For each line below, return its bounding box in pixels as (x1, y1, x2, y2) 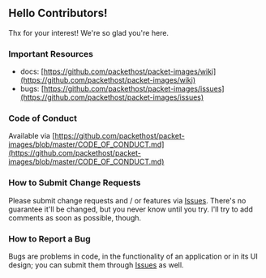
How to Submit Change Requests (8, 177, 141, 189)
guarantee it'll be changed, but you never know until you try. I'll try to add (8, 204, 253, 214)
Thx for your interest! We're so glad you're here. (8, 28, 169, 37)
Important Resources (8, 48, 93, 59)
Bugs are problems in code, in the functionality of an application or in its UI (8, 251, 258, 261)
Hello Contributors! (8, 6, 108, 20)
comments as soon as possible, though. (8, 212, 142, 222)
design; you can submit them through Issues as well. (8, 260, 184, 270)
